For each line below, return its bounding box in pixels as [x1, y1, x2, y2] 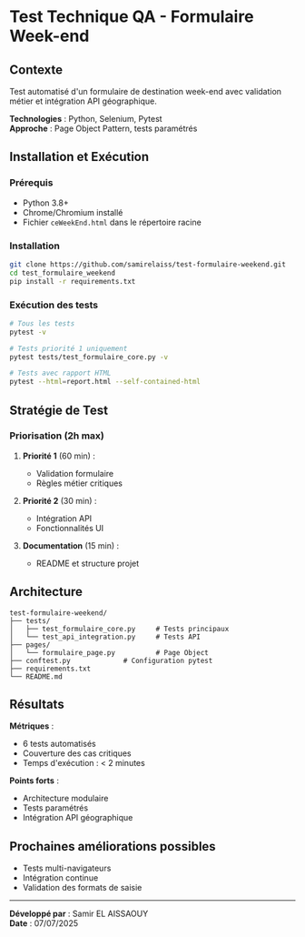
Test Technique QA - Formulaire [9, 6, 254, 27]
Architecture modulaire [22, 793, 109, 804]
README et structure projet [35, 558, 140, 569]
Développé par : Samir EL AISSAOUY [9, 908, 149, 920]
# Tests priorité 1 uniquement [9, 344, 128, 353]
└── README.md [9, 671, 64, 681]
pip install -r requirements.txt [9, 277, 136, 286]
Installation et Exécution [9, 149, 150, 165]
